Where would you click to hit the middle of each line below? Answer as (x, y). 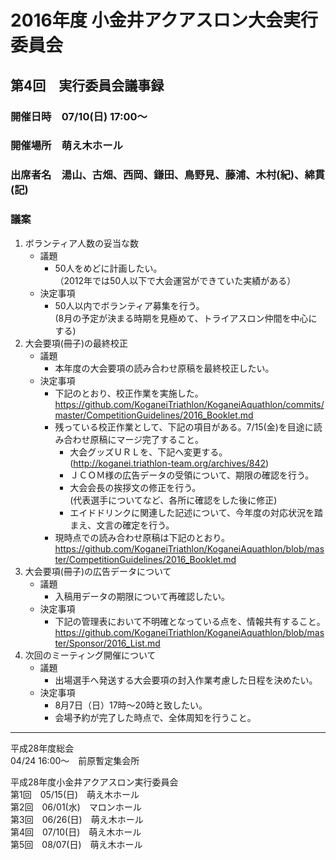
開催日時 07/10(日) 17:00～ (79, 116)
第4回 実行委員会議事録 (87, 85)
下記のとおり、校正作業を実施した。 (129, 393)
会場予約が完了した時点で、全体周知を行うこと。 (155, 717)
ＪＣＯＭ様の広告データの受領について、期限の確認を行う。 (192, 475)
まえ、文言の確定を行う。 (122, 525)
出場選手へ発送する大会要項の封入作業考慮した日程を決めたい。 (186, 680)
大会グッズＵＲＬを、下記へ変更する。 (148, 452)
